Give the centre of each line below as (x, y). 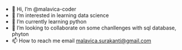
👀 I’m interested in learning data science (60, 15)
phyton (20, 34)
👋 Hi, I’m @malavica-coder (44, 9)
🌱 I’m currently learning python (49, 21)
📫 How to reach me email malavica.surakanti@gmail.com (81, 41)
